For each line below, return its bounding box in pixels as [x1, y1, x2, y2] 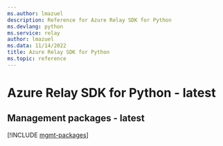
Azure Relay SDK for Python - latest [7, 84, 216, 100]
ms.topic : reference [7, 55, 67, 62]
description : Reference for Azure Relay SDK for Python [7, 17, 172, 24]
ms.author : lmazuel [7, 10, 64, 17]
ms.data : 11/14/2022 [7, 42, 67, 49]
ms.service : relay [7, 29, 60, 37]
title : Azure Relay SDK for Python [7, 49, 110, 56]
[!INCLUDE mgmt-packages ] [7, 131, 89, 139]
